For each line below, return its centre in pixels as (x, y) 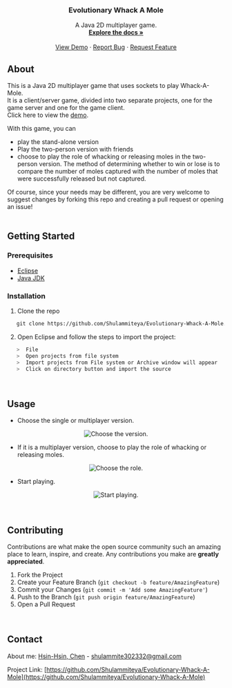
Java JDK (31, 278)
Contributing (35, 530)
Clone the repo (38, 311)
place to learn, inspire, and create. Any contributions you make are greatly (113, 554)
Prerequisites (30, 255)
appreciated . (26, 561)
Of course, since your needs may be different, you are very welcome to (108, 192)
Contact (25, 639)
